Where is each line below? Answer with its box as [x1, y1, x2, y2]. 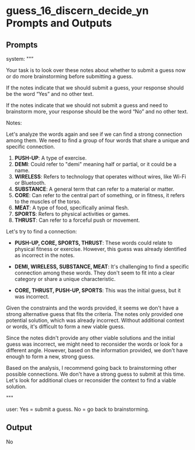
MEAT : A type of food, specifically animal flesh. [14, 204, 130, 211]
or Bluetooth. [14, 180, 46, 186]
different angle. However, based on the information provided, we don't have [6, 347, 188, 353]
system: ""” [6, 56, 34, 62]
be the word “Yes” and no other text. [6, 91, 94, 97]
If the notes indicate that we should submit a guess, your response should [6, 84, 184, 91]
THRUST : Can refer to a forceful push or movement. [14, 217, 140, 224]
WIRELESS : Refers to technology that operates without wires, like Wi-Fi [14, 173, 186, 180]
